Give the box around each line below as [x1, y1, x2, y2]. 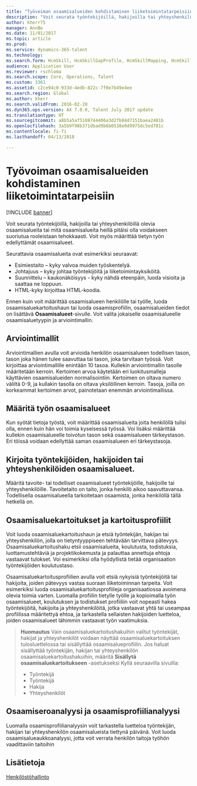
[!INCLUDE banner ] [6, 209, 53, 216]
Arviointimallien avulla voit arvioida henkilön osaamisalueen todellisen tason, [6, 349, 191, 356]
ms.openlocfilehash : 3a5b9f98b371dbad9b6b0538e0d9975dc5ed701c [6, 123, 164, 129]
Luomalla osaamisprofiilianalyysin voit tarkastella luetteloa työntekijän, [6, 722, 176, 729]
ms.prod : [6, 42, 28, 48]
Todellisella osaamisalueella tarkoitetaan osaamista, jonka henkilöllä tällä [6, 492, 181, 499]
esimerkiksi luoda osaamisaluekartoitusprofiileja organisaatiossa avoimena [6, 585, 186, 592]
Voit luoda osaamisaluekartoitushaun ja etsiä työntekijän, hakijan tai [6, 530, 169, 537]
